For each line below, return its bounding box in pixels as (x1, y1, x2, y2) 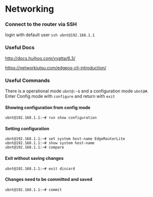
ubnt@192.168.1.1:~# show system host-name (5, 141, 95, 146)
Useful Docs (5, 44, 35, 51)
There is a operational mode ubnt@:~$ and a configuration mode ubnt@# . (5, 88, 149, 94)
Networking (5, 3, 55, 15)
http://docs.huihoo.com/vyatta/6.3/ (5, 55, 76, 61)
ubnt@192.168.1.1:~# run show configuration (5, 115, 97, 120)
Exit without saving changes (5, 155, 64, 161)
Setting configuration (5, 126, 50, 131)
